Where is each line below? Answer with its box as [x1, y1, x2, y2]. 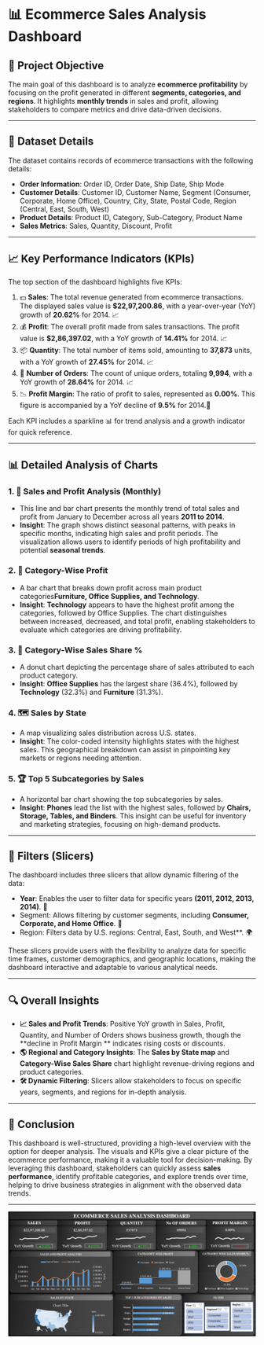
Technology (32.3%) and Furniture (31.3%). [19, 687, 163, 696]
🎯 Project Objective [8, 59, 104, 72]
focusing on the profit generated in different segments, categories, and [8, 88, 241, 97]
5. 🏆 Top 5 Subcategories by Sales [8, 774, 145, 785]
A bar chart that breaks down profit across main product [19, 582, 202, 593]
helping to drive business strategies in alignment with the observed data [8, 1180, 242, 1189]
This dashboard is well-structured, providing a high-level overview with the [8, 1138, 251, 1148]
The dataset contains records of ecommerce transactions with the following [8, 156, 254, 165]
